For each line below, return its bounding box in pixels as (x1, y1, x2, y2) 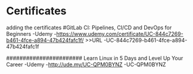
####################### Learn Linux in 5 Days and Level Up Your (6, 54, 183, 61)
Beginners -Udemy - (6, 30, 57, 37)
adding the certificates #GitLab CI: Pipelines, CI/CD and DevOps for (6, 24, 172, 31)
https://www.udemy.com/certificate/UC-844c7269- (56, 30, 183, 37)
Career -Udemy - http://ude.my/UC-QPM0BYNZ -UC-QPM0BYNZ (6, 61, 166, 68)
